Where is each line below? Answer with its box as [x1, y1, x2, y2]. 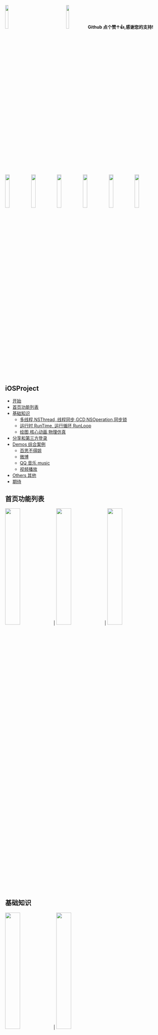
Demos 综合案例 [12, 441, 46, 447]
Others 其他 [12, 473, 37, 479]
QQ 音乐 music [19, 460, 51, 466]
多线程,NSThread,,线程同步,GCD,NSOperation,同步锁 [19, 416, 127, 422]
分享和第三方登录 [12, 435, 48, 441]
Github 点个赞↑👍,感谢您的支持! [88, 24, 154, 30]
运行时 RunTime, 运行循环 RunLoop [19, 423, 92, 429]
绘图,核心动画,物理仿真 [19, 429, 66, 435]
